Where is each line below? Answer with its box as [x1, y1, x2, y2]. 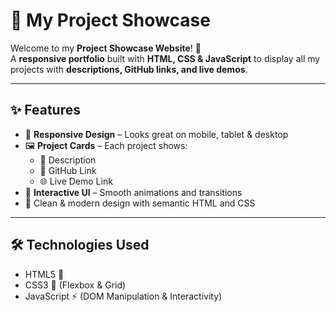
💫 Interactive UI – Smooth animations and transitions [24, 186, 243, 198]
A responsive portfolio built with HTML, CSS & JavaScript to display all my [10, 52, 321, 64]
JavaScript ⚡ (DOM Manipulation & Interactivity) [24, 290, 223, 302]
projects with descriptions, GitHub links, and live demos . [10, 63, 248, 75]
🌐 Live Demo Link [39, 175, 113, 187]
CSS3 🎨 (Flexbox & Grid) [24, 279, 127, 291]
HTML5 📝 [24, 268, 65, 280]
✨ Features [10, 102, 81, 119]
